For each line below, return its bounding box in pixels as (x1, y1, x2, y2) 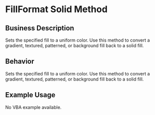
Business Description (5, 24, 74, 32)
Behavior (5, 57, 34, 66)
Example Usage (5, 91, 56, 99)
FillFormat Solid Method (5, 4, 108, 15)
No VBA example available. (5, 104, 62, 110)
